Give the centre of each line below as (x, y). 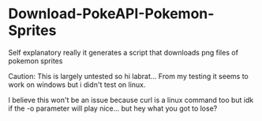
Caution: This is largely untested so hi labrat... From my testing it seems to (128, 76)
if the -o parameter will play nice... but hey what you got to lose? (113, 108)
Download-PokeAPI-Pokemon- (111, 14)
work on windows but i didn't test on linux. (77, 85)
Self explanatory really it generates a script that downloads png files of (124, 52)
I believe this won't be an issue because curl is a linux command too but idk (131, 100)
